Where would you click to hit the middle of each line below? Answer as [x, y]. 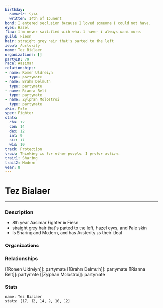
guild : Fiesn [18, 37]
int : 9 [16, 136]
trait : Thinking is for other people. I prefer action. [63, 154]
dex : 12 [17, 131]
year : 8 [13, 167]
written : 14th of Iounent [36, 18]
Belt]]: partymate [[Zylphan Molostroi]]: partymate [55, 274]
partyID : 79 [17, 59]
